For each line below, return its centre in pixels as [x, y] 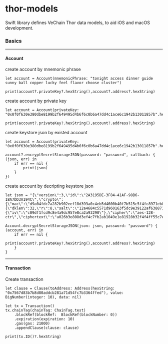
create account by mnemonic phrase [43, 69]
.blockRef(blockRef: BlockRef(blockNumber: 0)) [66, 314]
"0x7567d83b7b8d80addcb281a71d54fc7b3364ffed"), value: [64, 293]
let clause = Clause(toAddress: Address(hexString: [60, 288]
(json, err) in [21, 159]
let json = [16, 195]
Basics [13, 41]
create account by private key [36, 101]
